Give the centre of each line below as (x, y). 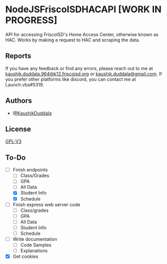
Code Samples (36, 245)
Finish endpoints (30, 170)
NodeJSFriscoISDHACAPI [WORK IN (83, 9)
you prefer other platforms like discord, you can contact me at (71, 79)
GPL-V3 (14, 141)
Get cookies (25, 256)
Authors (19, 101)
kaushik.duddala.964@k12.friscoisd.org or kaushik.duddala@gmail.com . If (84, 74)
